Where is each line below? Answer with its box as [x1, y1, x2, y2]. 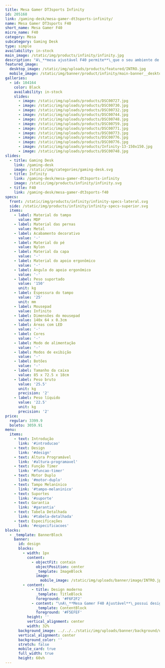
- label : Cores [14, 332, 45, 336]
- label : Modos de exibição [14, 350, 71, 355]
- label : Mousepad [14, 304, 52, 309]
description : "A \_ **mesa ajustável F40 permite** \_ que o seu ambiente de [5, 57, 160, 62]
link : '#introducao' [18, 441, 60, 446]
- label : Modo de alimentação [14, 340, 76, 345]
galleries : [5, 76, 27, 81]
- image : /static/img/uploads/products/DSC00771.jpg [18, 126, 129, 131]
